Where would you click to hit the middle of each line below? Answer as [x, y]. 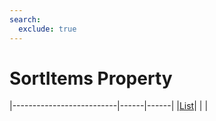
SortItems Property [91, 78]
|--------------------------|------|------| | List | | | [109, 106]
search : [25, 19]
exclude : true [47, 29]
